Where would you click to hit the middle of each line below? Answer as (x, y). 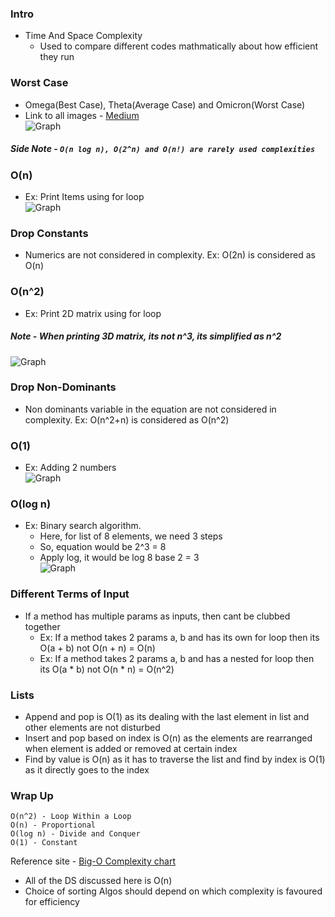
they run (57, 57)
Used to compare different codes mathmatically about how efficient (179, 46)
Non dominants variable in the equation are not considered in (150, 409)
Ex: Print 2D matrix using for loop (93, 313)
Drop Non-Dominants (63, 387)
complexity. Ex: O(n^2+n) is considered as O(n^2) (127, 419)
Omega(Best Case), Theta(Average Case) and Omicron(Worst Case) (165, 104)
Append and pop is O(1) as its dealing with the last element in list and (167, 716)
